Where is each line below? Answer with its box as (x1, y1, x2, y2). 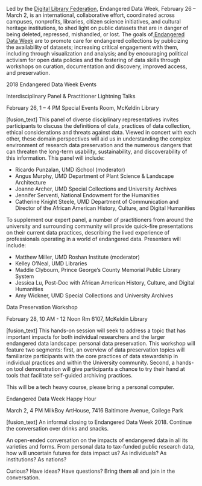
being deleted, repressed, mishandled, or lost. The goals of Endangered (6, 31, 185, 38)
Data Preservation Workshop (6, 304, 78, 311)
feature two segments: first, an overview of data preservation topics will (6, 346, 185, 353)
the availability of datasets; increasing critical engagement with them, (6, 43, 179, 51)
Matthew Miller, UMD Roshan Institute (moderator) (14, 253, 140, 260)
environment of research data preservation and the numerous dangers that (6, 142, 192, 148)
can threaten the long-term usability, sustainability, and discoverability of (6, 148, 188, 155)
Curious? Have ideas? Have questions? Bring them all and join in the (6, 467, 175, 475)
